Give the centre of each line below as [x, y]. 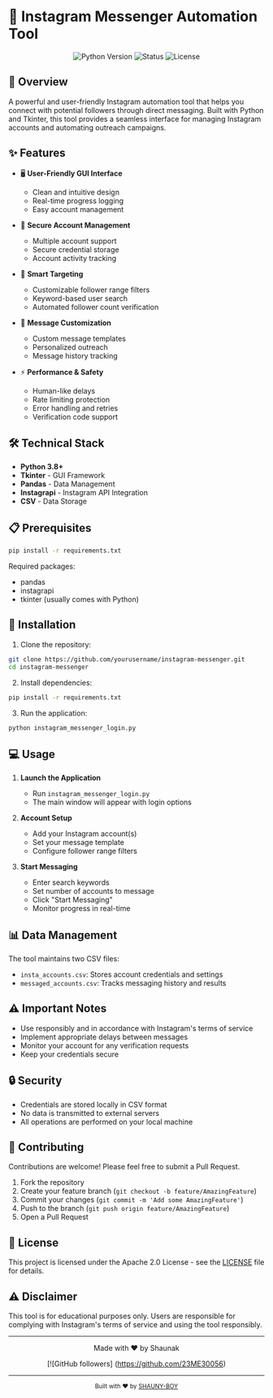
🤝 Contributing [46, 1147]
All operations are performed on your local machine [106, 1121]
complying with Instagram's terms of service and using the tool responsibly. [135, 1325]
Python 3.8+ [41, 467]
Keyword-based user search [80, 298]
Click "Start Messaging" [73, 900]
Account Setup [46, 818]
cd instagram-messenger [49, 667]
